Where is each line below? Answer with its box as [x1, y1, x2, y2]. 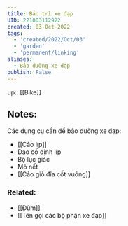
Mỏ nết [17, 162, 38, 171]
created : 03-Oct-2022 [7, 23, 71, 30]
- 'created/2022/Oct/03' [13, 36, 86, 43]
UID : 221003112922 [7, 17, 61, 24]
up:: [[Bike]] [7, 88, 42, 97]
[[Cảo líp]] [17, 141, 47, 149]
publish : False [7, 69, 52, 76]
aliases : [7, 56, 33, 63]
